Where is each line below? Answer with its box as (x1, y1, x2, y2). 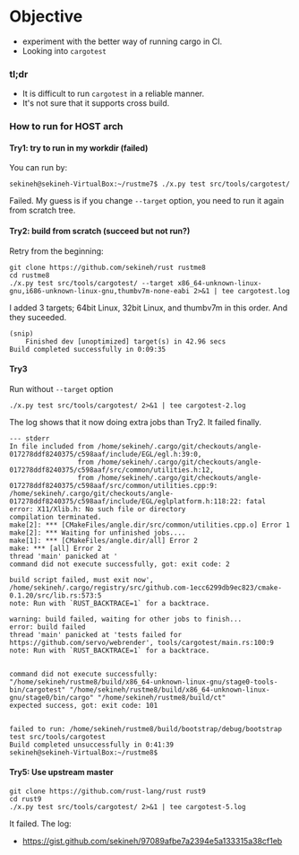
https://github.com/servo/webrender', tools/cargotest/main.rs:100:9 (9, 638, 275, 647)
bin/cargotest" (9, 685, 66, 694)
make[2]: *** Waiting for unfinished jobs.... (9, 528, 186, 537)
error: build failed (9, 622, 87, 632)
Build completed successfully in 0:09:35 (9, 345, 167, 353)
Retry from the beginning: (9, 245, 105, 257)
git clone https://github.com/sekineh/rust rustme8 (9, 263, 206, 272)
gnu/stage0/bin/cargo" (9, 693, 94, 702)
